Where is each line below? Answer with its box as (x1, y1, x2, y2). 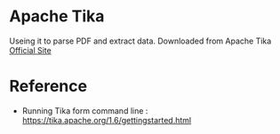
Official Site (9, 44, 52, 55)
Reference (9, 76, 87, 97)
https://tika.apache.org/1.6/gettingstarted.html (21, 114, 192, 125)
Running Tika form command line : (21, 105, 148, 116)
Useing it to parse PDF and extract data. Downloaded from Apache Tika (9, 35, 272, 46)
